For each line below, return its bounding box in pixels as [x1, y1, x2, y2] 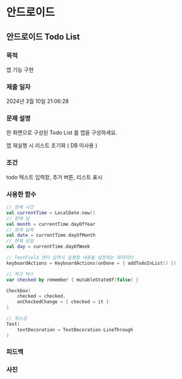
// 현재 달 [6, 216, 30, 222]
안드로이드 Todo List [6, 31, 80, 42]
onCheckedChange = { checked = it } [17, 299, 110, 305]
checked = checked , [17, 293, 66, 300]
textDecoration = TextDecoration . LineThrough [17, 326, 134, 333]
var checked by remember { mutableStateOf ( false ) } [6, 277, 139, 283]
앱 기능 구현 [6, 66, 34, 73]
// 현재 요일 [6, 238, 34, 244]
